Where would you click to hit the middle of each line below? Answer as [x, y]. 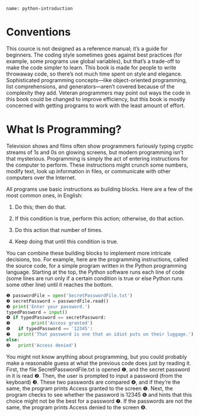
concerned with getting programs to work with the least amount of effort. [96, 105]
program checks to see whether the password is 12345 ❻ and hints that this [99, 394]
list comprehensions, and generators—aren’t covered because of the [91, 86]
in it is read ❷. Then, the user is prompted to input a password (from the [94, 375]
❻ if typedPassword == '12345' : [50, 329]
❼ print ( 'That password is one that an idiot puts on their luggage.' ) [100, 334]
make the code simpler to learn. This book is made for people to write [91, 67]
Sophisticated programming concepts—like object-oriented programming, [97, 80]
